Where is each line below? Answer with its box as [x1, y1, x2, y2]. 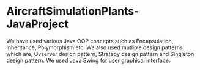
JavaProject [6, 17, 69, 31]
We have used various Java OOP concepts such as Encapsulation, [6, 37, 174, 44]
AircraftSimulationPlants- [6, 4, 139, 18]
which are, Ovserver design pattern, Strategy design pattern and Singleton [6, 50, 194, 57]
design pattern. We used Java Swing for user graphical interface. [6, 57, 171, 64]
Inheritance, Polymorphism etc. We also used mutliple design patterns [6, 44, 183, 51]
